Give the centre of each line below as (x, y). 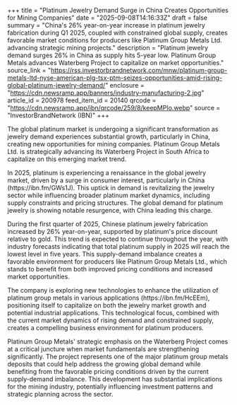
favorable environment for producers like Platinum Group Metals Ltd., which (117, 262)
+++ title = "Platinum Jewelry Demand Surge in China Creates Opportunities (118, 10)
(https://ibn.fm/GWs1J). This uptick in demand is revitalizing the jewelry (111, 188)
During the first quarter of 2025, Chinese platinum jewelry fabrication (108, 224)
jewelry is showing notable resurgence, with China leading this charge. (110, 210)
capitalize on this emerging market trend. (67, 159)
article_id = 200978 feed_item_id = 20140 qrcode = (82, 100)
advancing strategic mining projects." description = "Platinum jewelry (108, 48)
